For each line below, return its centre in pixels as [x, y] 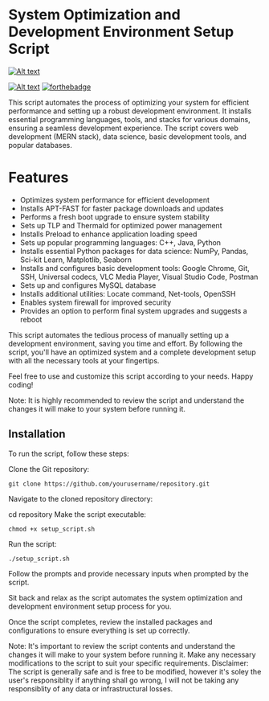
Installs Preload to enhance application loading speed [108, 234]
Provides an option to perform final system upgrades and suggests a [133, 310]
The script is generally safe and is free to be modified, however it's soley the [135, 671]
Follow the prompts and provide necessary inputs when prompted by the [128, 573]
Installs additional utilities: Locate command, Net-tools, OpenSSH [128, 293]
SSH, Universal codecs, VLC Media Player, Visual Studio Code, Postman [139, 277]
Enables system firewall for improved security [96, 302]
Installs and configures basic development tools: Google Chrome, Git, [135, 268]
